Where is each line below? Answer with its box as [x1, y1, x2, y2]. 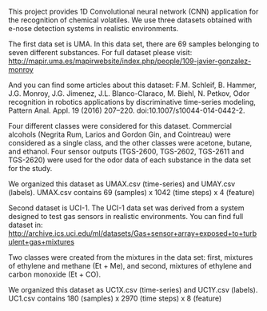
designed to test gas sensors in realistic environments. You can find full [8, 212, 244, 221]
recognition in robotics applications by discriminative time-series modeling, [8, 98, 256, 106]
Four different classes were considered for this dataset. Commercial [8, 122, 233, 130]
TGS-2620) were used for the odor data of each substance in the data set [8, 155, 252, 165]
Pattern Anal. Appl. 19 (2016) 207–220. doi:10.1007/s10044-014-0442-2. [8, 106, 245, 115]
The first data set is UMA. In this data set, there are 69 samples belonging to [8, 39, 260, 49]
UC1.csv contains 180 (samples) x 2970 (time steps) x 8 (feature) [8, 293, 222, 303]
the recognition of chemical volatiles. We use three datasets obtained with [8, 15, 253, 25]
